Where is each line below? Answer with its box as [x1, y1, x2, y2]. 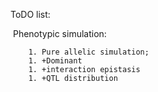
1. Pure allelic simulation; [28, 47, 150, 57]
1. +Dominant [28, 56, 83, 66]
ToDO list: [10, 9, 51, 20]
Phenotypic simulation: [12, 28, 107, 39]
